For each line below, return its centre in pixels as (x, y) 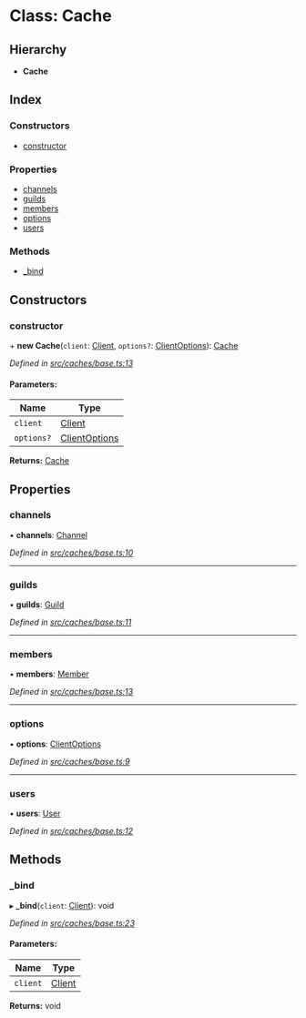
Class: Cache (61, 16)
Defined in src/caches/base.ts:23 (72, 923)
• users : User (35, 814)
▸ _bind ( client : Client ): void (62, 905)
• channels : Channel (49, 534)
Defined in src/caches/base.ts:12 (71, 831)
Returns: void (36, 1005)
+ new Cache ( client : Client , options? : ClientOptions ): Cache (124, 345)
